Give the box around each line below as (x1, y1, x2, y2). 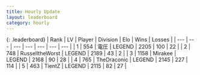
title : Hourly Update (6, 8, 61, 15)
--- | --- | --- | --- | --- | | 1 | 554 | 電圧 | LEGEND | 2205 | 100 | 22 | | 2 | (13, 43, 191, 51)
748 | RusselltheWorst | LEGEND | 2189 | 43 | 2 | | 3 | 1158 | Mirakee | (6, 50, 177, 57)
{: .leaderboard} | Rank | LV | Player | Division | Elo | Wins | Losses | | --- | (6, 36, 188, 43)
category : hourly (6, 20, 50, 26)
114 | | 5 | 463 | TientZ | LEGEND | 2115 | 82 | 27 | (6, 62, 127, 70)
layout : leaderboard (6, 14, 58, 20)
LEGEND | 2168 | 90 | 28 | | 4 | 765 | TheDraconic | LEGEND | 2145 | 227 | (6, 56, 188, 63)
